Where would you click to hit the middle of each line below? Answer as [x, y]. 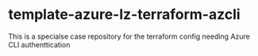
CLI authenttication [39, 44]
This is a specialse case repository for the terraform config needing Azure [129, 36]
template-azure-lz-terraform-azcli [124, 15]
